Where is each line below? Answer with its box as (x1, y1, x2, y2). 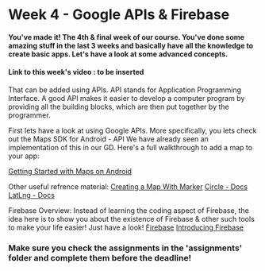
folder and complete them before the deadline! (8, 252, 192, 263)
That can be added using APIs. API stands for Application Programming (8, 85, 242, 95)
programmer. (8, 110, 51, 120)
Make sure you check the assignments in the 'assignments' (8, 242, 243, 254)
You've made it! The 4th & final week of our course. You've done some (8, 32, 244, 41)
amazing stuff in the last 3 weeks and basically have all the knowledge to (8, 41, 254, 50)
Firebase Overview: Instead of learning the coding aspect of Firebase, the (8, 205, 250, 215)
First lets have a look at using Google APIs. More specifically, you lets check (8, 126, 257, 135)
